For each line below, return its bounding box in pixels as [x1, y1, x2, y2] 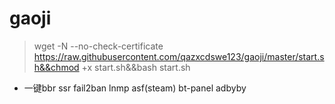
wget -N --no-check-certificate [33, 40, 164, 52]
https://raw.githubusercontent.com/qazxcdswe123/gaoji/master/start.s [33, 50, 325, 62]
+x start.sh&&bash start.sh [81, 61, 191, 73]
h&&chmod [33, 61, 80, 73]
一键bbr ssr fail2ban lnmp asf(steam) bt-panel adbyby [23, 82, 247, 94]
